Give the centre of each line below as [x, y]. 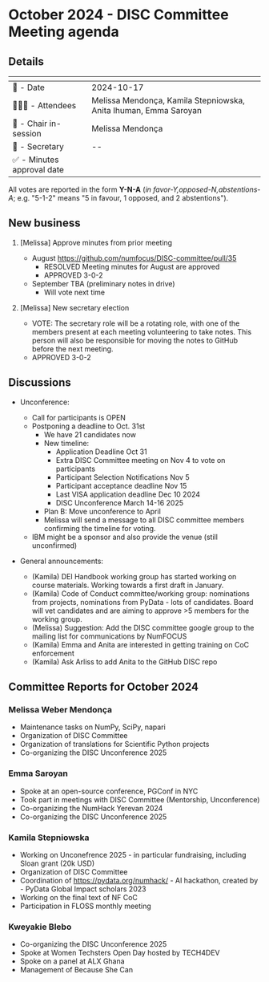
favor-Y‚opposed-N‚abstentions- [207, 189]
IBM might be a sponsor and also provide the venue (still [125, 537]
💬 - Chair [30, 124]
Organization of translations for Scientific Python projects [114, 745]
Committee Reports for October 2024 [103, 687]
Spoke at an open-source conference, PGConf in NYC [109, 791]
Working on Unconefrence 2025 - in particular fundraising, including [133, 854]
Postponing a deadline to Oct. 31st [88, 426]
